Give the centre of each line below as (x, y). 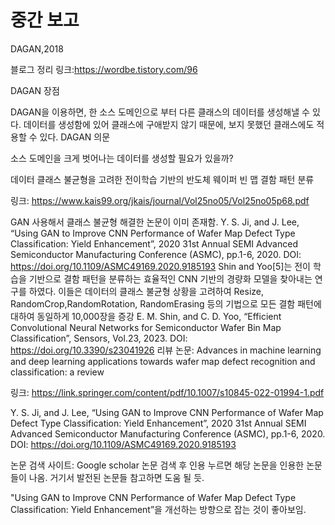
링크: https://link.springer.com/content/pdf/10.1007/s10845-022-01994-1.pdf (167, 392)
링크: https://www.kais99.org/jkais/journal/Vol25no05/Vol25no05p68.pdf (160, 200)
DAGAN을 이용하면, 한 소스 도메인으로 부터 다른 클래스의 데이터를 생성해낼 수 (160, 112)
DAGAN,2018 (37, 48)
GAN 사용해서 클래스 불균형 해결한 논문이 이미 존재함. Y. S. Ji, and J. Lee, (155, 222)
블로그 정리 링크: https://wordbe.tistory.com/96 (104, 69)
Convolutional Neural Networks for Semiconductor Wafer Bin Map (146, 327)
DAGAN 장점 (35, 90)
